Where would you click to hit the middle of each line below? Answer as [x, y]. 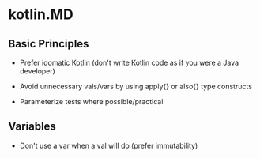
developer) [37, 71]
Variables [32, 127]
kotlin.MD [41, 15]
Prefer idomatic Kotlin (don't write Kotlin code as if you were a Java [129, 62]
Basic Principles [49, 44]
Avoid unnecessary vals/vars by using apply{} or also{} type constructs [136, 86]
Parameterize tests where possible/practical [91, 102]
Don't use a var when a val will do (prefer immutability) [109, 145]
